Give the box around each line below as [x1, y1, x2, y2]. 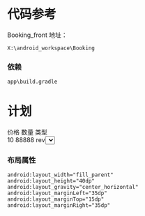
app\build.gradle [7, 78, 58, 86]
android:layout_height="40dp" [7, 178, 96, 185]
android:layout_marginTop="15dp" [7, 196, 105, 203]
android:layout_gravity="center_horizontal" [7, 184, 139, 191]
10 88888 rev [7, 136, 45, 144]
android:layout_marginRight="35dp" [7, 202, 111, 209]
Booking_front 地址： [7, 31, 68, 39]
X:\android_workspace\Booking [7, 45, 96, 52]
